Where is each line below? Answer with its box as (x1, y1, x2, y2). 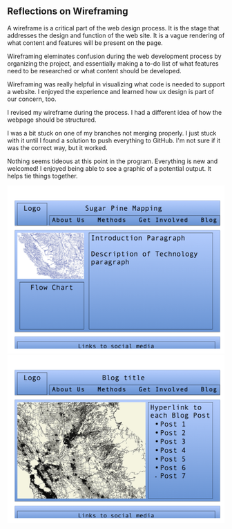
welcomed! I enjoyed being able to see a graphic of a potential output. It (7, 164, 212, 172)
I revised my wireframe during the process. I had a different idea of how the (7, 108, 222, 116)
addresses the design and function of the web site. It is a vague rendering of (7, 31, 225, 39)
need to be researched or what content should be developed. (7, 66, 182, 75)
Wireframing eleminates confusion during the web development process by (7, 52, 222, 60)
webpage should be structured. (7, 115, 97, 124)
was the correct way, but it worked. (7, 143, 108, 151)
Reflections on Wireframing (7, 6, 128, 17)
